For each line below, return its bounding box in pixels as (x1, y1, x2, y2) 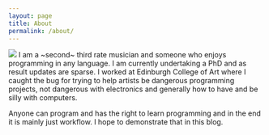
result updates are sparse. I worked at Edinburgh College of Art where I (8, 67, 246, 77)
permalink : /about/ (8, 27, 75, 35)
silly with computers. (8, 93, 78, 103)
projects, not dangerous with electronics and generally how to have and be (8, 84, 258, 94)
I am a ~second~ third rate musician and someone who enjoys (18, 50, 227, 60)
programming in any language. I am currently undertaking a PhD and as (8, 58, 247, 69)
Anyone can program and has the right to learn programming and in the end (8, 108, 262, 118)
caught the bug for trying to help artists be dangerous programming (8, 76, 235, 86)
